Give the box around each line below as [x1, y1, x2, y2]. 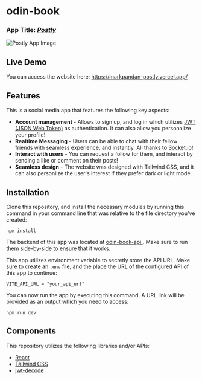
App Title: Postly [6, 26, 56, 34]
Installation [6, 187, 49, 198]
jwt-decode [14, 367, 44, 374]
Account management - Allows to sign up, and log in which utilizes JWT [14, 118, 196, 126]
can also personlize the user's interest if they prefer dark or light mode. [14, 170, 192, 177]
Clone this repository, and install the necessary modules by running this [6, 203, 185, 210]
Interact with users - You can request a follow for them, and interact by [14, 150, 193, 158]
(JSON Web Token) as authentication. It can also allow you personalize [14, 125, 191, 132]
